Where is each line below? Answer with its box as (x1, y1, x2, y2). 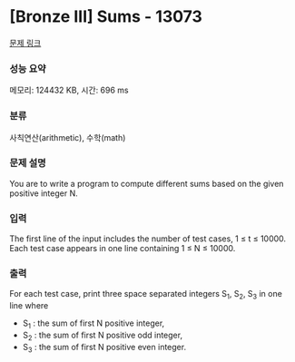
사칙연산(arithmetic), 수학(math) (9, 132, 126, 142)
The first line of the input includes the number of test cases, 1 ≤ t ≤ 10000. (9, 233, 287, 244)
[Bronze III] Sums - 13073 (9, 6, 202, 27)
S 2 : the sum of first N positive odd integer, (22, 329, 183, 342)
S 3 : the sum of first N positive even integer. (22, 341, 187, 355)
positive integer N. (9, 188, 79, 199)
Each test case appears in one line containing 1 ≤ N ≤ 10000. (9, 243, 236, 254)
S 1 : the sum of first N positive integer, (22, 318, 165, 331)
